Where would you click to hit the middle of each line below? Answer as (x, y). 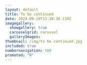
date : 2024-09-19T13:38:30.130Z (38, 19)
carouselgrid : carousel (34, 32)
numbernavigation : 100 (28, 50)
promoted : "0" (20, 55)
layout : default (22, 10)
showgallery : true (29, 28)
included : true (21, 46)
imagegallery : (20, 23)
